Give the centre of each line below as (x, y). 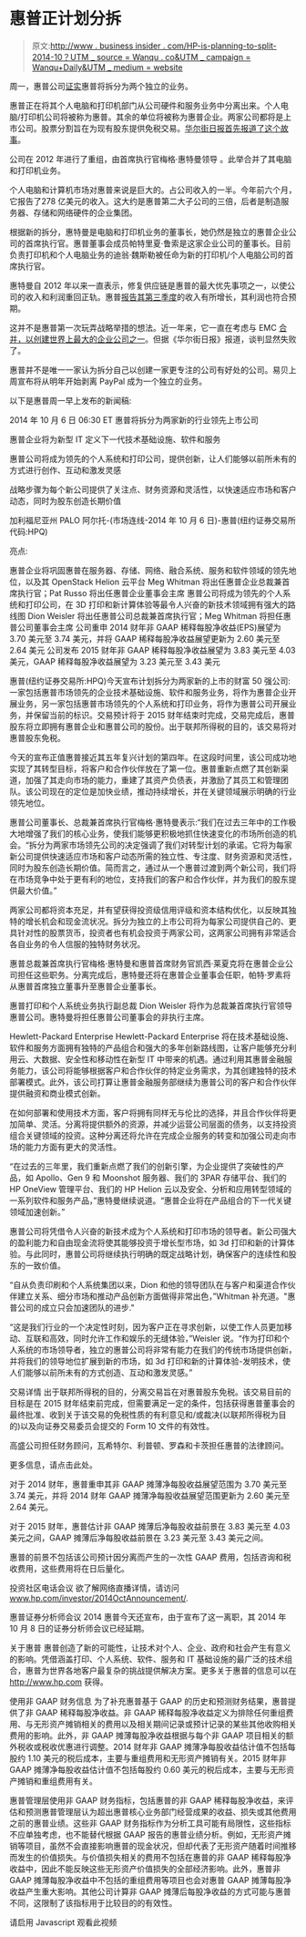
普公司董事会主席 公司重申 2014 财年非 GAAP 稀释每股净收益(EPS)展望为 (145, 627)
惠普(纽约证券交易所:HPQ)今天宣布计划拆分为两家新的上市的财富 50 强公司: (150, 681)
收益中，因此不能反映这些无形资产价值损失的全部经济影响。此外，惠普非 (145, 1869)
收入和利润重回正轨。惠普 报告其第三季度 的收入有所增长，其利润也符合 (157, 296)
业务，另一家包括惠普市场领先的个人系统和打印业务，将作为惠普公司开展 (153, 704)
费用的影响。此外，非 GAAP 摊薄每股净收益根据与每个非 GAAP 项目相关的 (148, 1735)
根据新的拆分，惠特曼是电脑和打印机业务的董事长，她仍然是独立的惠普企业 (149, 232)
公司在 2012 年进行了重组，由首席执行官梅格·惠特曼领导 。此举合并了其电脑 (151, 159)
